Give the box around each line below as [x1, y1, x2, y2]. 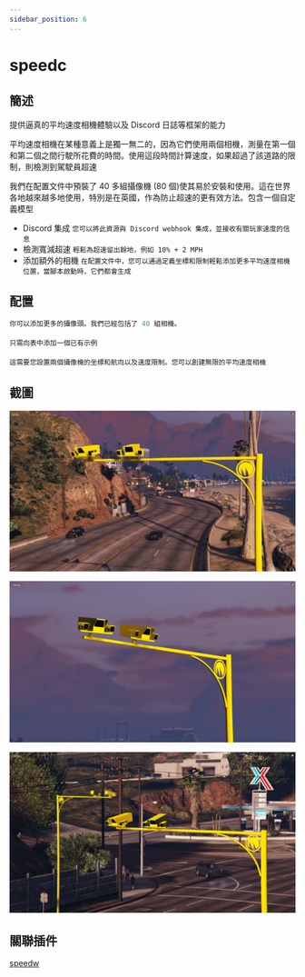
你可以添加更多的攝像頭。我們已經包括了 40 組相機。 [9, 319, 182, 329]
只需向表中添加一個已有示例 [9, 339, 98, 348]
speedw [9, 957, 40, 968]
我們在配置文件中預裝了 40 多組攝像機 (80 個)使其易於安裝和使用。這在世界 [9, 180, 291, 191]
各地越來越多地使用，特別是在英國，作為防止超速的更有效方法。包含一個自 [9, 192, 288, 203]
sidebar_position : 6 [9, 15, 88, 24]
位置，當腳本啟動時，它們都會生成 [22, 266, 132, 276]
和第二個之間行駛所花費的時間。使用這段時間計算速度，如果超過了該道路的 [9, 150, 288, 161]
